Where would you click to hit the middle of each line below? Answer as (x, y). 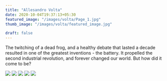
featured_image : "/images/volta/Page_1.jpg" (53, 19)
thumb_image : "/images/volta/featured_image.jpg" (59, 24)
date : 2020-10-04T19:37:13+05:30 (41, 15)
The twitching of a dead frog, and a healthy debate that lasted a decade (80, 48)
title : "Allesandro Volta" (34, 10)
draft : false (19, 33)
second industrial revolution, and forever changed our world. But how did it (83, 58)
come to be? (18, 64)
